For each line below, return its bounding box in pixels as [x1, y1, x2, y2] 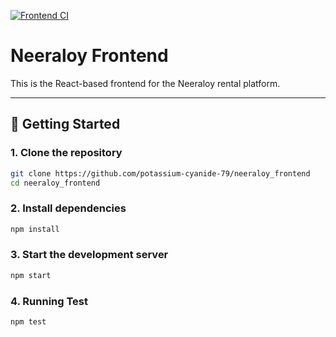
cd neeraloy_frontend [10, 178, 101, 188]
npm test [10, 317, 47, 327]
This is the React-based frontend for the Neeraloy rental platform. [10, 77, 281, 89]
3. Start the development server [10, 248, 169, 262]
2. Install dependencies [10, 201, 127, 215]
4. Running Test [10, 294, 89, 308]
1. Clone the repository [10, 146, 123, 160]
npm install [10, 224, 60, 234]
